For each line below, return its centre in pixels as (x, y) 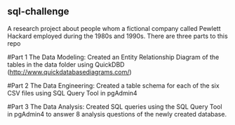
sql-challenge (38, 12)
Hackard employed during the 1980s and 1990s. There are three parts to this (117, 36)
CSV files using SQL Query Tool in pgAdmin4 (73, 93)
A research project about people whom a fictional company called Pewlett (114, 28)
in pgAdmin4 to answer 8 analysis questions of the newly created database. (117, 114)
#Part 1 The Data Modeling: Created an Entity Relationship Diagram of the (113, 57)
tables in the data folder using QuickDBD (66, 64)
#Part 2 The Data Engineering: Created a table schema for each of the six (113, 85)
